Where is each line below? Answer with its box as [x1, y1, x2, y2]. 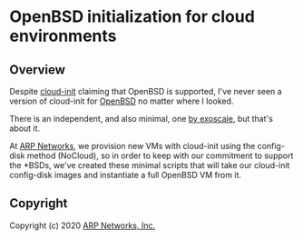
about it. [9, 123, 41, 134]
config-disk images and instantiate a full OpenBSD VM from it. [9, 170, 242, 180]
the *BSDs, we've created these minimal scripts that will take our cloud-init [9, 160, 290, 170]
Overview [9, 62, 66, 77]
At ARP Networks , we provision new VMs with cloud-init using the [9, 141, 256, 151]
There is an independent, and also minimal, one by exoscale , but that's [9, 114, 274, 124]
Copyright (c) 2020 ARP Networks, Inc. [9, 220, 156, 231]
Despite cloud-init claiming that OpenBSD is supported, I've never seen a [9, 86, 283, 96]
